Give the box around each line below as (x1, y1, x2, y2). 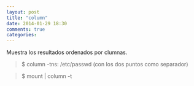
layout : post (6, 9, 40, 15)
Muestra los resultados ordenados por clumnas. (6, 49, 128, 56)
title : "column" (6, 15, 48, 21)
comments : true (6, 26, 45, 33)
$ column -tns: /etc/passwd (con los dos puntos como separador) (21, 61, 188, 68)
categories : (6, 32, 37, 38)
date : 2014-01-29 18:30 (6, 20, 68, 26)
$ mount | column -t (21, 72, 72, 80)
